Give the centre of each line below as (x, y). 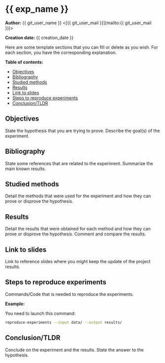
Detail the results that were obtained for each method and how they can (78, 229)
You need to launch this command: (40, 313)
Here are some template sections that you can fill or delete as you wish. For (82, 47)
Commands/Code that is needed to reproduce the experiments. (69, 294)
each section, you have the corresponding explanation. (61, 52)
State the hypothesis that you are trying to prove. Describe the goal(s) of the (82, 131)
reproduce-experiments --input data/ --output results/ (64, 322)
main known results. (25, 169)
